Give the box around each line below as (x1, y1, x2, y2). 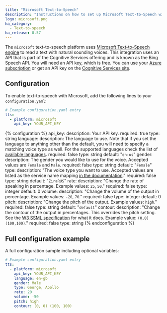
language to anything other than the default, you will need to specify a (5, 141, 149, 147)
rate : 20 (14, 290, 32, 295)
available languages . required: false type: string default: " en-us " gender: (5, 152, 153, 157)
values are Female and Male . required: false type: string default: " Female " (5, 162, 152, 168)
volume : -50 (14, 294, 39, 300)
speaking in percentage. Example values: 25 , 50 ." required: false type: (5, 183, 148, 189)
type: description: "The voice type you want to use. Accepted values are (5, 167, 154, 173)
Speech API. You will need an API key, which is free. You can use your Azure (5, 60, 162, 66)
